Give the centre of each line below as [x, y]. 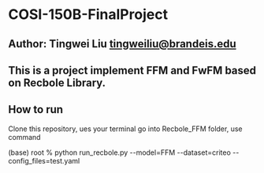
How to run [36, 109]
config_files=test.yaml [44, 160]
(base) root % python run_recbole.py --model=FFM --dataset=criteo [119, 152]
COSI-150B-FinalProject [88, 15]
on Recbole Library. [57, 83]
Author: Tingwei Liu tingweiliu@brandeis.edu [122, 44]
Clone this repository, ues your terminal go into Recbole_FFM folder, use [125, 129]
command [24, 137]
